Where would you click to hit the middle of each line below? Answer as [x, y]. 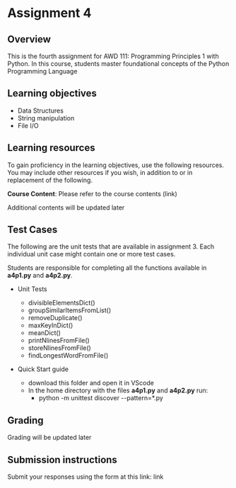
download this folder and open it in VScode [91, 383]
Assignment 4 [49, 13]
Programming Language [42, 71]
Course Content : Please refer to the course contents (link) [93, 193]
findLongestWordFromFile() [68, 356]
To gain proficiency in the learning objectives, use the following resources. [116, 165]
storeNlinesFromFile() [60, 348]
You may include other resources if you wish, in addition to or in [100, 172]
